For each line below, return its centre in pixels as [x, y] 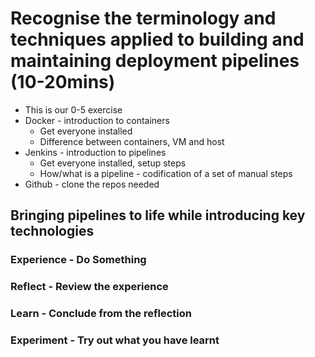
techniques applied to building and [157, 39]
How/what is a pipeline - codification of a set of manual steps [166, 173]
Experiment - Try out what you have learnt [115, 340]
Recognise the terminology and [143, 18]
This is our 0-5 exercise [73, 109]
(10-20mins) [63, 82]
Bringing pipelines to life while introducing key [158, 215]
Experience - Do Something [78, 260]
